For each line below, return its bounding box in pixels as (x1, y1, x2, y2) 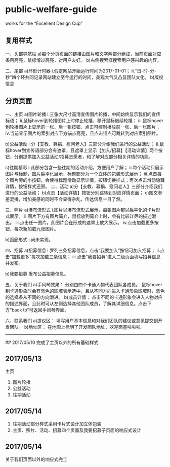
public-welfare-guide (5, 4, 97, 15)
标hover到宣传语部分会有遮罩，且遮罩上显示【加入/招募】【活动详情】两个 (5, 147, 158, 153)
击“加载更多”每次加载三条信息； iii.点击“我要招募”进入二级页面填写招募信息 (5, 253, 161, 259)
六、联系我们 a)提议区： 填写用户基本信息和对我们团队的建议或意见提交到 (5, 318, 158, 324)
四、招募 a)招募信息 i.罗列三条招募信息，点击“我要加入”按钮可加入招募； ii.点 (5, 247, 165, 253)
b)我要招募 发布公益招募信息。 (5, 270, 69, 277)
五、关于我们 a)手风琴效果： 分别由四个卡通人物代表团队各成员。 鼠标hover (5, 281, 163, 287)
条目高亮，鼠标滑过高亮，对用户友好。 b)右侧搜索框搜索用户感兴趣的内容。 (5, 57, 162, 63)
